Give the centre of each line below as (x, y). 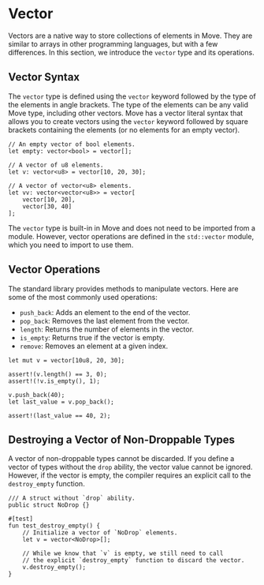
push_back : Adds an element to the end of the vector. (105, 312)
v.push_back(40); (37, 395)
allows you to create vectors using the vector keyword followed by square (128, 121)
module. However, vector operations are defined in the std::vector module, (131, 236)
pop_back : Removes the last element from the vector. (104, 321)
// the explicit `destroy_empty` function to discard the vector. (134, 561)
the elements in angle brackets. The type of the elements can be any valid (128, 104)
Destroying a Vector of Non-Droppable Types (121, 439)
